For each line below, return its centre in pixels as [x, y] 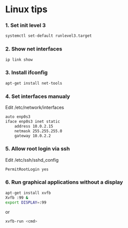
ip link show [19, 60]
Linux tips [26, 9]
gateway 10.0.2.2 [33, 136]
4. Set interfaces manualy [38, 96]
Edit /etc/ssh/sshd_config [32, 160]
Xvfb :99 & [17, 197]
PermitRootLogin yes [27, 169]
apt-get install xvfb [28, 193]
